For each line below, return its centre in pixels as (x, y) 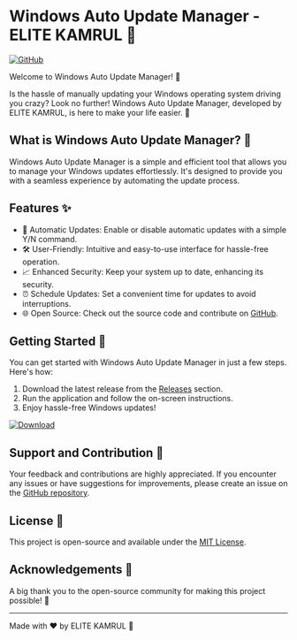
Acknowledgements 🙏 (71, 570)
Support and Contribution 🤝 (87, 453)
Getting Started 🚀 (58, 341)
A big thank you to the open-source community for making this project (137, 590)
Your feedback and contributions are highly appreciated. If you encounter (143, 474)
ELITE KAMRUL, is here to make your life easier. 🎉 (99, 112)
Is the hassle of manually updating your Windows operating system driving (145, 94)
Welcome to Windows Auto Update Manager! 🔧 (95, 76)
